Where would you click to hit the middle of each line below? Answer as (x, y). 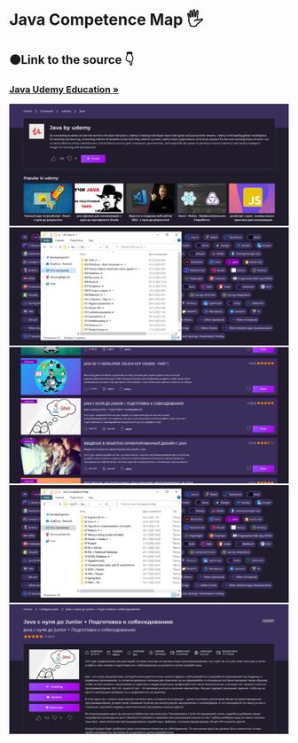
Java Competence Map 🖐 (106, 20)
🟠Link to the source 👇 (72, 60)
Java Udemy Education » (64, 90)
